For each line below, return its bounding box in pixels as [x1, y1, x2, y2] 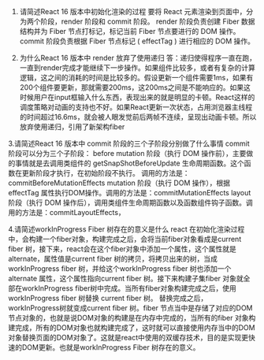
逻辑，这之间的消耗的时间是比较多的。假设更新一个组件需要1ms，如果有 [19, 73, 254, 82]
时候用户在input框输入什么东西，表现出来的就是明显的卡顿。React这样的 [19, 93, 255, 102]
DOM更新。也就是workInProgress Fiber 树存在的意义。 [21, 343, 200, 352]
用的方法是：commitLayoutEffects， [8, 208, 126, 217]
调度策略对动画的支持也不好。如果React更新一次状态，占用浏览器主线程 [19, 102, 253, 112]
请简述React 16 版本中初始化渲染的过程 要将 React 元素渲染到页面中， [19, 7, 247, 16]
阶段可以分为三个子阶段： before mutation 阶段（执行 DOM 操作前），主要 [8, 149, 247, 158]
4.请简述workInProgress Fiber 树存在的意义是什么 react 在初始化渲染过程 [8, 225, 245, 234]
